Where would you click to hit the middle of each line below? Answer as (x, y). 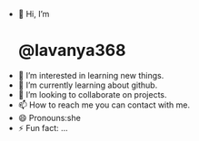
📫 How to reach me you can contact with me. (104, 105)
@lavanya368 (72, 51)
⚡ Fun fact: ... (43, 127)
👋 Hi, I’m (34, 14)
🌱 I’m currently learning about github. (88, 85)
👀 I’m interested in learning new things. (91, 75)
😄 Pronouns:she (50, 117)
